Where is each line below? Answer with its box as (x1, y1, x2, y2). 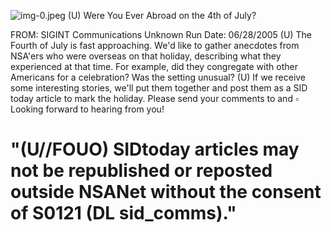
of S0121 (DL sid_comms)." (10, 202, 237, 225)
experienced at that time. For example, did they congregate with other (10, 61, 298, 72)
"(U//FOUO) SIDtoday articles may (10, 138, 300, 161)
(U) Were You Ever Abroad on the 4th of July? (67, 10, 257, 21)
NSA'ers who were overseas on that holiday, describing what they (10, 50, 282, 62)
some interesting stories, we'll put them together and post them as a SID (10, 82, 308, 94)
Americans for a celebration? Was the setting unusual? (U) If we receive (10, 71, 307, 83)
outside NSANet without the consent (10, 181, 322, 204)
